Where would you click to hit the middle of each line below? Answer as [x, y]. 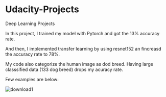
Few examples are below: [32, 79]
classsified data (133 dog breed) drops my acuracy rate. [64, 69]
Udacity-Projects [42, 9]
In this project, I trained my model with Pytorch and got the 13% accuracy [82, 33]
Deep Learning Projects [30, 23]
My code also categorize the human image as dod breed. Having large [79, 64]
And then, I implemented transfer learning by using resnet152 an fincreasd [84, 48]
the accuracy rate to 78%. [33, 54]
